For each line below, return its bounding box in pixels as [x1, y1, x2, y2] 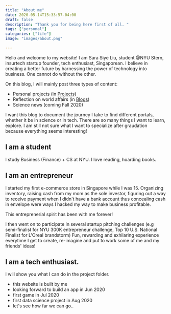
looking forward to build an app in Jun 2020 [12, 286, 106, 292]
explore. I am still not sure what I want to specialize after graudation [5, 122, 148, 129]
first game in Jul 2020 [12, 292, 60, 298]
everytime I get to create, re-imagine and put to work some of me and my [5, 237, 160, 243]
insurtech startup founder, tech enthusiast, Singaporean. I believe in [5, 60, 148, 66]
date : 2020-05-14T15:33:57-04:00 [5, 12, 77, 17]
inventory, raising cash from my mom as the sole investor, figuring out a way [5, 190, 166, 196]
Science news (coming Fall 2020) [12, 101, 83, 108]
